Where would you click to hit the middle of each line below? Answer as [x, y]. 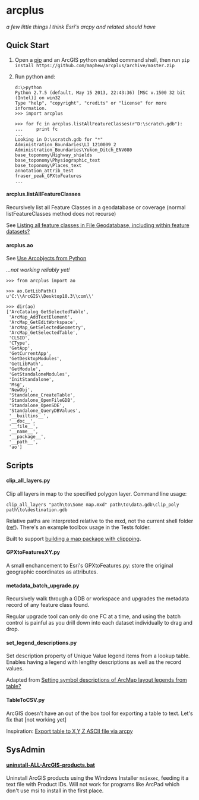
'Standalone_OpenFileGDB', [42, 401]
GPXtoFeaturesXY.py [33, 552]
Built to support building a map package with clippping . [74, 538]
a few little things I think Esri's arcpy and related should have [81, 27]
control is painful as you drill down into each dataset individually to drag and [99, 623]
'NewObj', [21, 390]
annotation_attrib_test [44, 171]
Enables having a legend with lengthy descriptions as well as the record [94, 662]
